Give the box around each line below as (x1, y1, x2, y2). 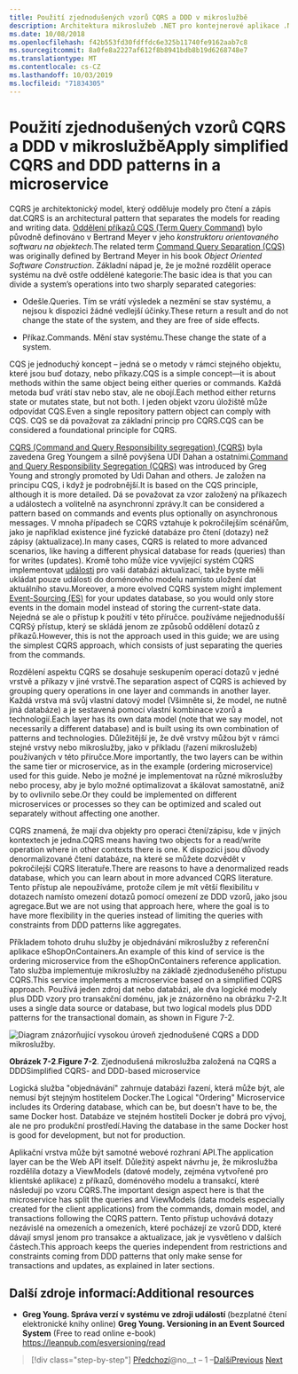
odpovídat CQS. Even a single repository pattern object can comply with (9, 406, 271, 416)
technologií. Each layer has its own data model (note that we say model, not (9, 714, 283, 724)
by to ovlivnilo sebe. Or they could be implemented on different (9, 789, 238, 800)
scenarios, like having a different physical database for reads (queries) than (9, 545, 286, 556)
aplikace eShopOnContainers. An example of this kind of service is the (9, 946, 265, 957)
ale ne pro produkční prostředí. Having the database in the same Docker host (9, 1120, 288, 1131)
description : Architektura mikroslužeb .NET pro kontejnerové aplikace (9, 21, 279, 30)
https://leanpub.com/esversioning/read (21, 1338, 166, 1348)
